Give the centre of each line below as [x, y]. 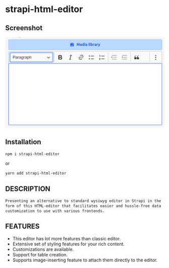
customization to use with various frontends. [55, 211]
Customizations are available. [43, 249]
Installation [23, 142]
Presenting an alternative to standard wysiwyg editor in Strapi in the [83, 201]
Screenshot [24, 28]
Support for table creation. [40, 254]
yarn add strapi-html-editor [36, 173]
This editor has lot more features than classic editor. [67, 238]
